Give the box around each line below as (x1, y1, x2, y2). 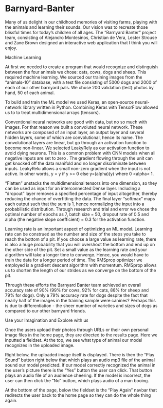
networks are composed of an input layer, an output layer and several (5, 129, 145, 135)
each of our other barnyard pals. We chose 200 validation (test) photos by (5, 84, 154, 90)
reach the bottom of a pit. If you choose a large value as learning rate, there (5, 236, 157, 242)
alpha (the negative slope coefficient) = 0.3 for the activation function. (5, 216, 146, 222)
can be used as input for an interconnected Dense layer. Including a (5, 185, 141, 191)
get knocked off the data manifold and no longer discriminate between (5, 160, 146, 166)
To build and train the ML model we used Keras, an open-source (5, 99, 134, 105)
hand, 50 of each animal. (5, 90, 55, 96)
